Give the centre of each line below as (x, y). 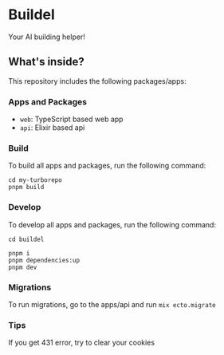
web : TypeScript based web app (71, 119)
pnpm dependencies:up (44, 260)
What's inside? (47, 62)
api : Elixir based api (52, 128)
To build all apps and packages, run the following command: (107, 166)
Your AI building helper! (47, 37)
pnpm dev (23, 267)
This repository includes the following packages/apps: (97, 81)
